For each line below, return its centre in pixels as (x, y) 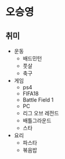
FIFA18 (31, 93)
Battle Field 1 (38, 100)
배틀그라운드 (37, 121)
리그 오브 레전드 (41, 113)
